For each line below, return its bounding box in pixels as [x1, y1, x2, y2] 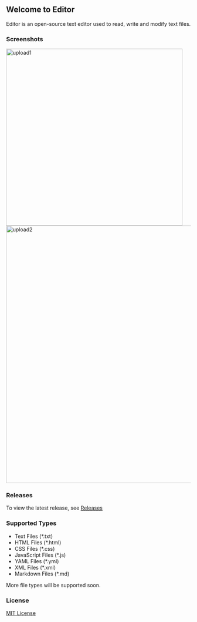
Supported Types [6, 519, 57, 527]
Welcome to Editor [6, 5, 75, 15]
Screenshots [6, 35, 43, 43]
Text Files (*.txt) [14, 533, 53, 540]
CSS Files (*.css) [14, 545, 55, 552]
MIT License [6, 610, 36, 617]
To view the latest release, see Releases [6, 504, 103, 511]
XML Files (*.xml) [14, 564, 56, 571]
